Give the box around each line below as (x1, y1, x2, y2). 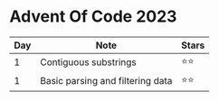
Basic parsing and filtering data (40, 75, 173, 87)
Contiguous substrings (40, 56, 138, 69)
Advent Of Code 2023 (9, 6, 177, 27)
